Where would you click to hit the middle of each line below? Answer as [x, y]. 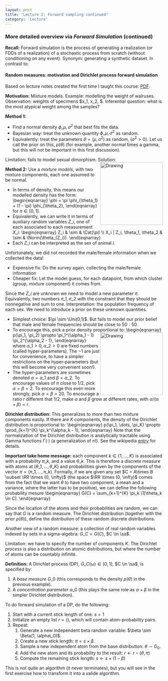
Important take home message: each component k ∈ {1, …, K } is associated [84, 456]
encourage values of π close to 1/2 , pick [53, 383]
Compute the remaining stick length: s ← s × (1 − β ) [73, 658]
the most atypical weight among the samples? [52, 106]
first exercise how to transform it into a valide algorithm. [63, 673]
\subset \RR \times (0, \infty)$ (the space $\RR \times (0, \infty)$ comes [79, 477]
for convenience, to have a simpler [48, 356]
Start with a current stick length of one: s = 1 [58, 614]
